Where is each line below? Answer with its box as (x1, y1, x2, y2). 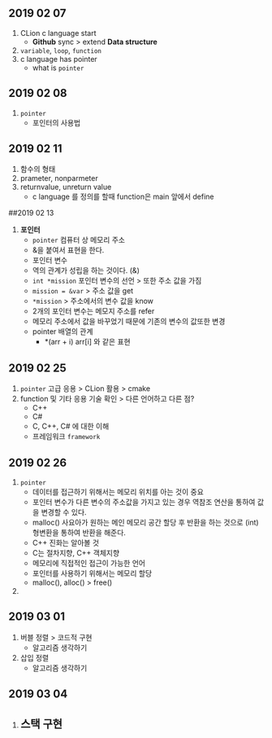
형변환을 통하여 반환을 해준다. (32, 528, 126, 538)
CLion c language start (19, 28, 97, 37)
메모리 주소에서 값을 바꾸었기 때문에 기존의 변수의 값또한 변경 (32, 317, 226, 327)
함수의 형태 (19, 165, 56, 174)
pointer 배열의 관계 (32, 327, 93, 336)
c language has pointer (19, 54, 97, 64)
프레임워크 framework (32, 432, 101, 441)
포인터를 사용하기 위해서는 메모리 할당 (32, 569, 153, 578)
